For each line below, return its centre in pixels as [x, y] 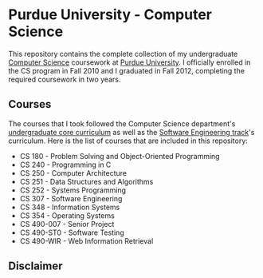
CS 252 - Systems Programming [73, 190]
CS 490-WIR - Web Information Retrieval [86, 240]
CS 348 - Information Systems [70, 207]
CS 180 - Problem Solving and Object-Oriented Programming [120, 156]
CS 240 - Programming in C [65, 165]
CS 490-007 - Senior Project [67, 224]
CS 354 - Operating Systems [67, 215]
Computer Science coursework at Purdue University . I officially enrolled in [130, 62]
